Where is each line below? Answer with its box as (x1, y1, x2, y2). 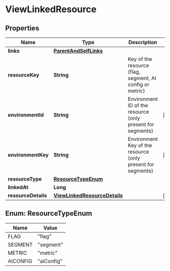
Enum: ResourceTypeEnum (5, 209, 93, 218)
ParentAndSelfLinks (53, 47, 103, 54)
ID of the (127, 102, 148, 109)
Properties (5, 24, 39, 32)
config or (127, 81, 150, 88)
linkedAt (8, 184, 29, 191)
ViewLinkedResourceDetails (53, 192, 123, 199)
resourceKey (8, 72, 39, 78)
